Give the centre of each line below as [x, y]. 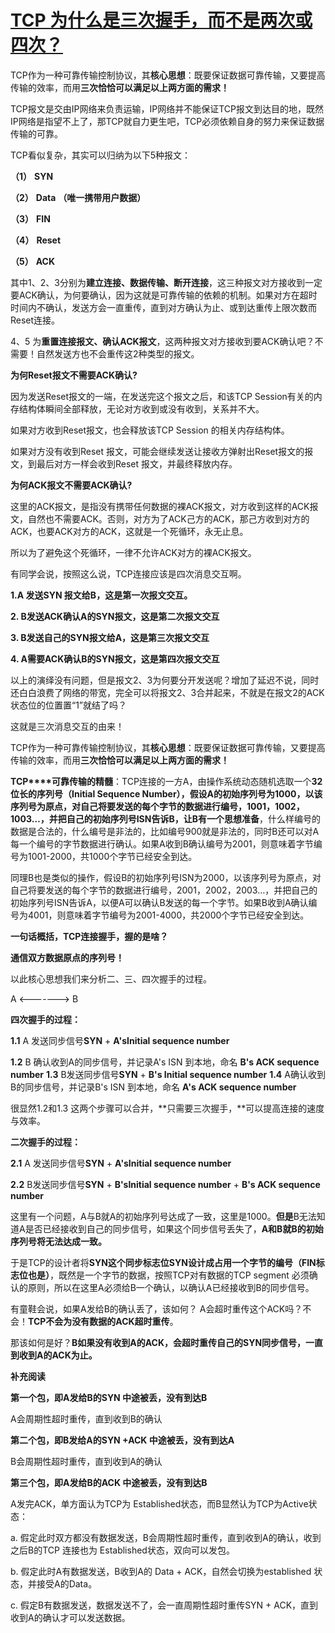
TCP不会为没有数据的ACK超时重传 [99, 1321]
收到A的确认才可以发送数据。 [70, 1617]
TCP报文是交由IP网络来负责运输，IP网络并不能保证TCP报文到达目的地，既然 [167, 108]
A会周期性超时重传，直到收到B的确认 [86, 1418]
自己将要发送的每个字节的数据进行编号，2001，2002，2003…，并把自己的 [164, 890]
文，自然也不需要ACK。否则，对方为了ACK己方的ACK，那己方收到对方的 [160, 518]
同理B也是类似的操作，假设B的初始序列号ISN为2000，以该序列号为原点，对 [166, 877]
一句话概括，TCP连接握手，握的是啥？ [89, 936]
